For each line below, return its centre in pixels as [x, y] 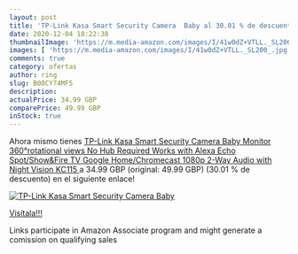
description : [33, 91]
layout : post [33, 17]
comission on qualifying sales [63, 240]
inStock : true [35, 116]
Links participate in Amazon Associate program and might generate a [136, 230]
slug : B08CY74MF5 [41, 83]
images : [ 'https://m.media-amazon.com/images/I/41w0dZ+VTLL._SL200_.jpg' [150, 50]
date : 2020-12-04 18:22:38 [59, 34]
